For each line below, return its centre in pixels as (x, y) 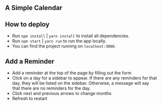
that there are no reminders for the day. (51, 88)
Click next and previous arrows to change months (62, 93)
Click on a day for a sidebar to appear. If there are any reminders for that (84, 78)
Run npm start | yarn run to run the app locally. (59, 41)
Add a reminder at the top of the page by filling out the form (72, 73)
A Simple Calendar (34, 8)
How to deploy (27, 24)
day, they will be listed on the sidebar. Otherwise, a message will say (81, 83)
